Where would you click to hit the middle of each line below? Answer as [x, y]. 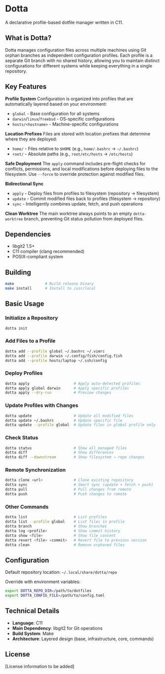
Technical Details [32, 611]
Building [18, 272]
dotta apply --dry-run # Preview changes [58, 393]
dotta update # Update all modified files [69, 416]
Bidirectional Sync [24, 184]
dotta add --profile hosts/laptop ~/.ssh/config [56, 360]
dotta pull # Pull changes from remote [68, 489]
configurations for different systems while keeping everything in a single [79, 66]
